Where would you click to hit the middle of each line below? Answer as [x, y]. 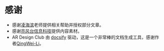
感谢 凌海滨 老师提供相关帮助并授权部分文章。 [58, 25]
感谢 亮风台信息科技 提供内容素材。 [47, 31]
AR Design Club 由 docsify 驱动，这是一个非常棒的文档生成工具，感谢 [83, 37]
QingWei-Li [28, 43]
